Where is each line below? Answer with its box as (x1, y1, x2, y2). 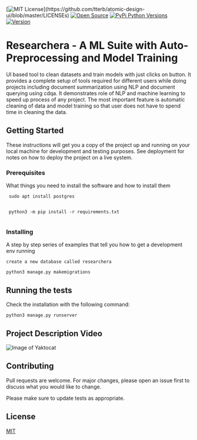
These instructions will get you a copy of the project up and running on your (6, 141, 190, 148)
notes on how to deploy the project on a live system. (6, 154, 133, 161)
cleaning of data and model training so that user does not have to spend (6, 102, 181, 109)
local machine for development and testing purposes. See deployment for (6, 148, 185, 155)
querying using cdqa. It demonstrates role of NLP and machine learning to (6, 89, 186, 97)
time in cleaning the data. (6, 108, 68, 115)
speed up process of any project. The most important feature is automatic (6, 96, 185, 103)
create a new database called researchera (6, 259, 112, 265)
